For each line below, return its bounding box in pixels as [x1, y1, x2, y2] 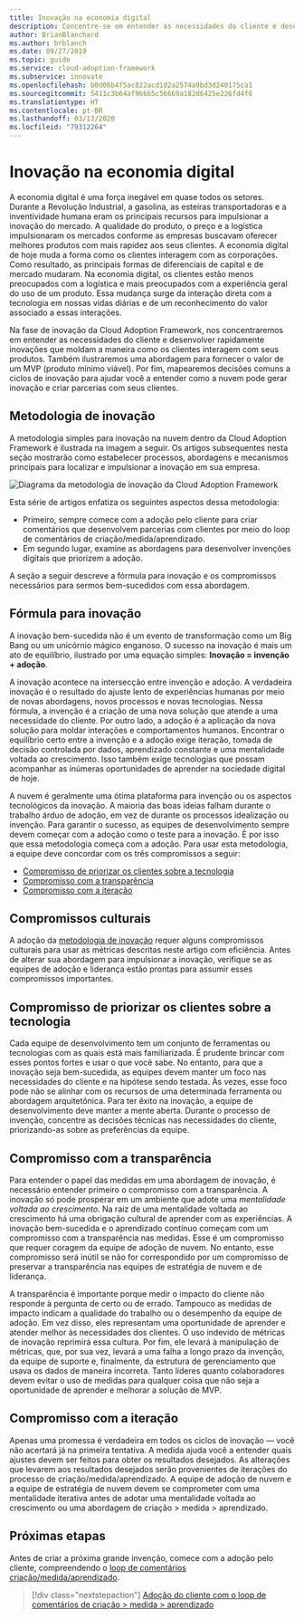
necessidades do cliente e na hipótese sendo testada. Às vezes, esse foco [9, 1077, 288, 1087]
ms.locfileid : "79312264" [9, 123, 107, 132]
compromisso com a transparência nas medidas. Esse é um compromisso [9, 1232, 285, 1243]
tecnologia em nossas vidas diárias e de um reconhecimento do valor [9, 297, 269, 308]
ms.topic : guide [9, 55, 71, 64]
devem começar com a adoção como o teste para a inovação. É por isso [9, 829, 280, 839]
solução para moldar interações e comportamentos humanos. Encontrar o [9, 724, 285, 735]
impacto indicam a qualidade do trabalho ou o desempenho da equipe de [9, 1308, 282, 1318]
